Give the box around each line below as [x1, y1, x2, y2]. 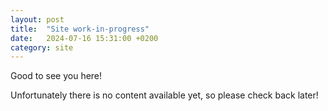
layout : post [10, 14, 65, 25]
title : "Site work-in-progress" [10, 24, 150, 34]
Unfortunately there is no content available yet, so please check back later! [10, 89, 319, 101]
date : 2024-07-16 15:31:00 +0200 [10, 33, 159, 43]
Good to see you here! [10, 70, 103, 82]
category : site [10, 42, 74, 53]
